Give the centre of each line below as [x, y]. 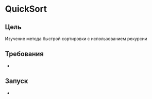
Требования [24, 54]
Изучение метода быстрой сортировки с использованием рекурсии [76, 39]
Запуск [17, 81]
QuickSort [26, 9]
